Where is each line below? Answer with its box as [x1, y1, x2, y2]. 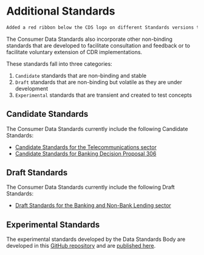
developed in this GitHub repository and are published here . [6, 242, 156, 250]
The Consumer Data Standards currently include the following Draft [6, 184, 175, 191]
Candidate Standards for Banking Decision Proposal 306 [15, 150, 157, 157]
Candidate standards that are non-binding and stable [15, 72, 147, 79]
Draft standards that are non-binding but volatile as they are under [15, 78, 183, 86]
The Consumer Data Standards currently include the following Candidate [6, 125, 188, 132]
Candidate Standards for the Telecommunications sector [15, 143, 157, 150]
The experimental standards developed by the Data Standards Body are [6, 236, 186, 243]
